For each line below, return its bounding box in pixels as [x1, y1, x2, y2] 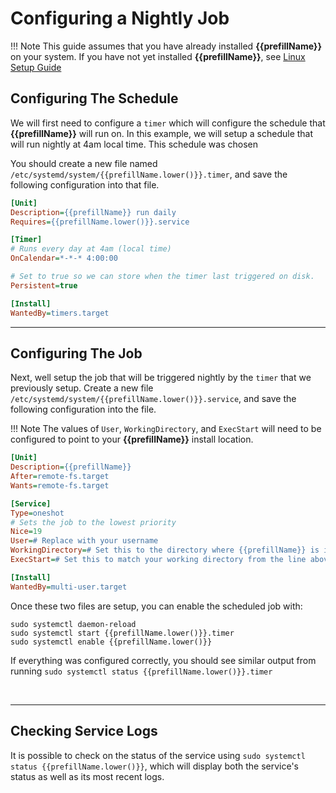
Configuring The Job [10, 345, 143, 362]
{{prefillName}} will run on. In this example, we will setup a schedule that [10, 127, 314, 139]
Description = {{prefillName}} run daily [10, 207, 177, 217]
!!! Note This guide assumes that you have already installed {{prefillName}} [10, 40, 322, 52]
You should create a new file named [10, 157, 158, 169]
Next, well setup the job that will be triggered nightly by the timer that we [10, 372, 312, 384]
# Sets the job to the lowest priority [10, 517, 177, 527]
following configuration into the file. [10, 403, 157, 416]
